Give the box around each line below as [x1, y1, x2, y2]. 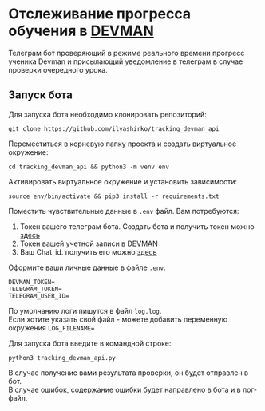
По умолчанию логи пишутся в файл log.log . [8, 306, 162, 315]
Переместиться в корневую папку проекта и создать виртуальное [8, 139, 237, 148]
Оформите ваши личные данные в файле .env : [8, 263, 166, 272]
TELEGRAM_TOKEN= [8, 285, 62, 293]
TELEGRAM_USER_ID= [8, 292, 69, 300]
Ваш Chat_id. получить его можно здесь [19, 247, 157, 256]
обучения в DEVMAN [8, 22, 154, 40]
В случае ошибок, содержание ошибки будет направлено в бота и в [8, 385, 241, 394]
